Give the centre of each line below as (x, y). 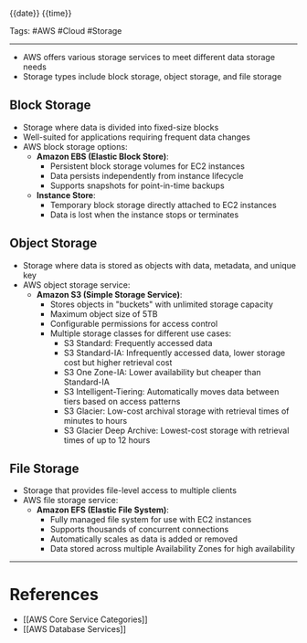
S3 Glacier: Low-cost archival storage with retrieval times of (176, 411)
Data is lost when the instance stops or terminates (144, 215)
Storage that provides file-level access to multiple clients (130, 490)
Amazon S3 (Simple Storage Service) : (109, 294)
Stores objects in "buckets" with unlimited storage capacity (162, 304)
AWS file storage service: (70, 501)
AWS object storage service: (76, 285)
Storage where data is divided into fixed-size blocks (121, 127)
